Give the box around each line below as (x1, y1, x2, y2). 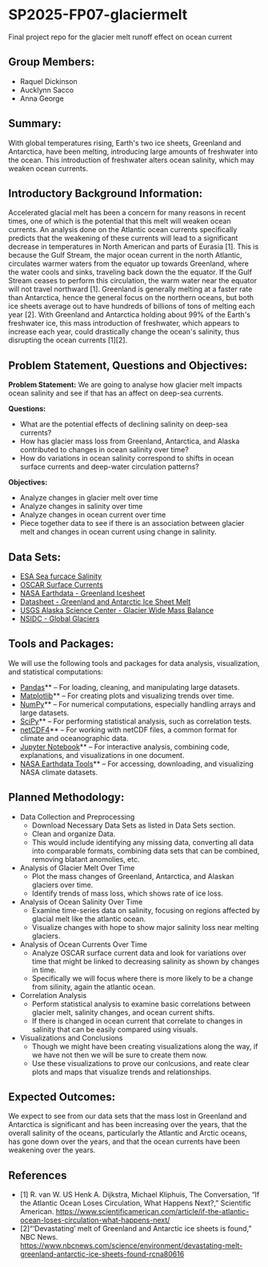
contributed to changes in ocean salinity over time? (19, 445, 190, 455)
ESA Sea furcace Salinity (19, 571, 102, 581)
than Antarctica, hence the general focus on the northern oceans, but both (8, 293, 254, 303)
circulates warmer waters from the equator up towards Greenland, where (8, 259, 250, 269)
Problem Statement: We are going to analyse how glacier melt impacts (8, 380, 242, 390)
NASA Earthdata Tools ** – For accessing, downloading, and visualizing (19, 759, 254, 768)
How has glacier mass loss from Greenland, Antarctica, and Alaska (19, 436, 240, 446)
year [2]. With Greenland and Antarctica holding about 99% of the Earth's (8, 310, 250, 319)
